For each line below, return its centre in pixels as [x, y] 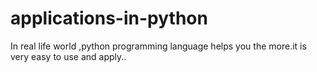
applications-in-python [109, 18]
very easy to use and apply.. [68, 56]
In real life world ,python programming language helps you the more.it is [158, 46]
